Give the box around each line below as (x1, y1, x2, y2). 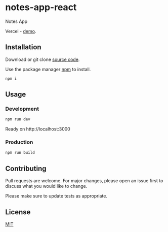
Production (5, 139, 33, 146)
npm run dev (5, 117, 30, 122)
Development (5, 105, 39, 112)
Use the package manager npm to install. (5, 66, 91, 72)
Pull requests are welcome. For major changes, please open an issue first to (5, 178, 163, 184)
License (5, 208, 31, 216)
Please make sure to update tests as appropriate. (5, 193, 108, 199)
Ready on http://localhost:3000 (5, 126, 71, 132)
